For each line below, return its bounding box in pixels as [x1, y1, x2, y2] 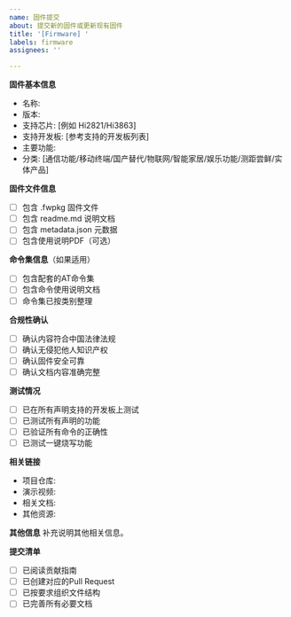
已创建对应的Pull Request [21, 576, 115, 587]
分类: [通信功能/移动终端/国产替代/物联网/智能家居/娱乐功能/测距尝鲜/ [21, 153, 275, 164]
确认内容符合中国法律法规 [21, 333, 116, 344]
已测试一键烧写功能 [21, 438, 93, 448]
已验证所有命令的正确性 [21, 426, 108, 437]
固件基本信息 [9, 79, 56, 90]
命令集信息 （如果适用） [9, 254, 95, 265]
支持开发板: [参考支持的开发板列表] [21, 131, 149, 142]
